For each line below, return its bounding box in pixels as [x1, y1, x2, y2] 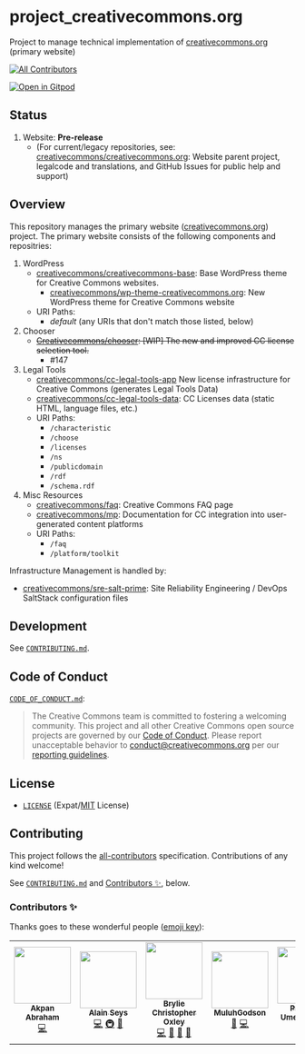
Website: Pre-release [22, 132, 103, 143]
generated [35, 518, 75, 529]
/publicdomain [49, 462, 103, 472]
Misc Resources [22, 489, 84, 501]
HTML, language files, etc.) [35, 403, 138, 413]
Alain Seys [88, 1008, 129, 1019]
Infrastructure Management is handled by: [9, 565, 167, 576]
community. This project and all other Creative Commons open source [31, 721, 295, 731]
